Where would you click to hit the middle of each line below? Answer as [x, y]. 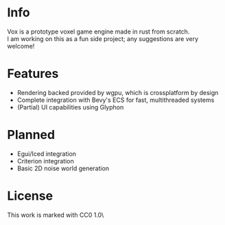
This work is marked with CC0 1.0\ [56, 215]
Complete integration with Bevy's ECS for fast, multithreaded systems [116, 100]
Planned [31, 135]
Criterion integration [45, 161]
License [30, 196]
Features [33, 74]
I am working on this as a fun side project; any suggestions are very [103, 38]
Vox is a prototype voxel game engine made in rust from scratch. [98, 31]
